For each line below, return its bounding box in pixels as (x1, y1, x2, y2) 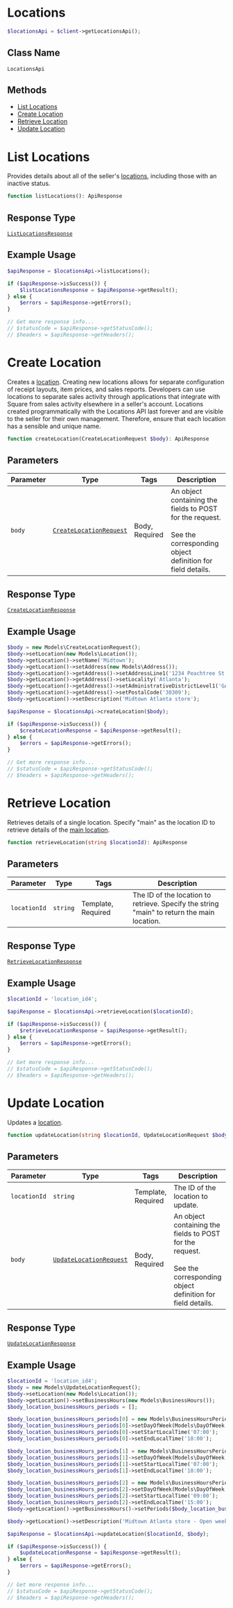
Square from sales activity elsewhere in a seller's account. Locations (7, 400, 203, 408)
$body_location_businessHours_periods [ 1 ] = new (7, 1448, 148, 1455)
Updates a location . (7, 1118, 63, 1127)
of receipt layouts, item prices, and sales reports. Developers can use (7, 385, 206, 393)
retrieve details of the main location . (7, 826, 110, 834)
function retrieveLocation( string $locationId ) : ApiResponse (7, 839, 188, 846)
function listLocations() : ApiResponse (7, 193, 123, 200)
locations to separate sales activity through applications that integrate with (7, 392, 221, 400)
